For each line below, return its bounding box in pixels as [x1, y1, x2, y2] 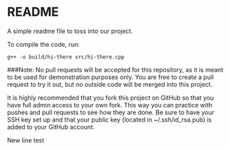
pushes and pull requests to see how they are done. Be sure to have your [7, 108, 215, 116]
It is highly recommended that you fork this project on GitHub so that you [7, 94, 214, 102]
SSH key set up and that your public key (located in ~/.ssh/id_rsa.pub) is [7, 115, 212, 124]
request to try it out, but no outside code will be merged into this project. [7, 80, 213, 88]
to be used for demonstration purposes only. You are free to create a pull [7, 73, 214, 81]
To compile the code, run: [7, 40, 81, 48]
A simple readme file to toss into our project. [7, 27, 133, 35]
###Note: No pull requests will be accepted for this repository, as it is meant [7, 65, 224, 74]
